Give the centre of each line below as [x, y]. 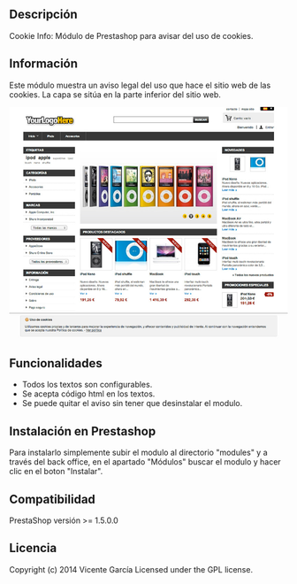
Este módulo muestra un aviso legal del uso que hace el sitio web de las [140, 85]
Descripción [43, 15]
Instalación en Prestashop [83, 431]
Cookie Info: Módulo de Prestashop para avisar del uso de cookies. [131, 35]
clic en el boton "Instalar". [56, 472]
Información [43, 64]
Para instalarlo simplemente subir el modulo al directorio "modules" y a [138, 453]
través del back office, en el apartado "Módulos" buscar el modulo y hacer [145, 462]
